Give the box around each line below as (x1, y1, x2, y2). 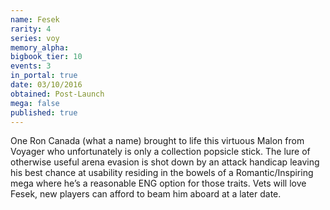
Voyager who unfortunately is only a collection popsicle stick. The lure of (10, 146, 311, 158)
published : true (10, 107, 78, 118)
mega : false (10, 98, 60, 108)
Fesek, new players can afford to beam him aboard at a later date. (10, 188, 282, 200)
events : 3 (10, 61, 52, 71)
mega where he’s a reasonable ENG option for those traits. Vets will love (10, 177, 307, 190)
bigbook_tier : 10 (10, 52, 83, 62)
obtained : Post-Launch (10, 89, 105, 99)
